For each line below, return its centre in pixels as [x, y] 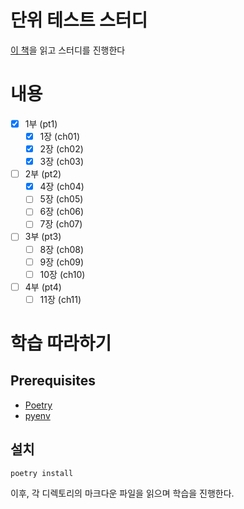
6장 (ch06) [62, 212]
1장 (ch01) [60, 136]
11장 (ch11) [60, 299]
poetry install [42, 473]
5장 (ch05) [61, 199]
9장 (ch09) [62, 262]
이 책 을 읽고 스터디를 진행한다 [68, 50]
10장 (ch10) [62, 274]
